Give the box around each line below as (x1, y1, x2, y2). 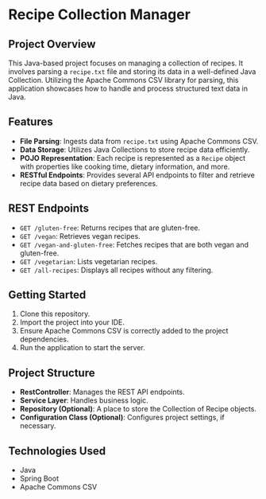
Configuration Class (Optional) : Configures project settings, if (19, 412, 225, 423)
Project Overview (8, 37, 96, 51)
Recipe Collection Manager (8, 6, 191, 24)
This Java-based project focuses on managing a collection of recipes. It (8, 58, 244, 68)
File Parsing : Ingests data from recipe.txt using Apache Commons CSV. (19, 136, 259, 146)
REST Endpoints (8, 201, 90, 216)
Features (8, 115, 53, 129)
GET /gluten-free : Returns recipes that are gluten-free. (19, 223, 201, 232)
